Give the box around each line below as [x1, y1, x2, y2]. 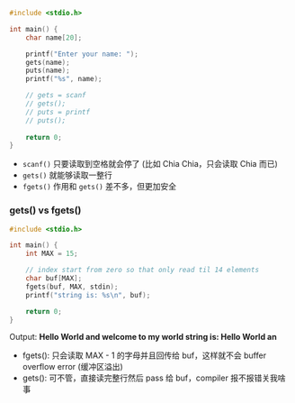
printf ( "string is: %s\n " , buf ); [25, 290, 151, 299]
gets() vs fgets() [9, 204, 82, 216]
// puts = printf [25, 107, 91, 116]
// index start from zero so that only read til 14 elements [25, 266, 259, 275]
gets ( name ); [25, 58, 70, 67]
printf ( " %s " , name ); [25, 75, 103, 84]
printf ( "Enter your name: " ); [25, 50, 139, 59]
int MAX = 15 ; [25, 249, 78, 259]
